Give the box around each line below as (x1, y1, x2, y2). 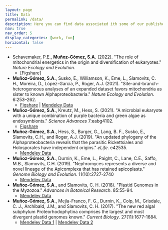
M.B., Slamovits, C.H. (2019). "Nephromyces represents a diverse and (12, 160, 156, 166)
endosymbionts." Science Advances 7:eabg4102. (12, 118, 114, 124)
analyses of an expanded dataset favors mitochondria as (44, 86, 162, 92)
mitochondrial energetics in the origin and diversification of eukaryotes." (12, 59, 161, 65)
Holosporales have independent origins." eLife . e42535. (12, 144, 127, 151)
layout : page (5, 7, 32, 13)
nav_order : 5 (5, 31, 32, 36)
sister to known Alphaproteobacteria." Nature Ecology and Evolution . (12, 91, 154, 97)
